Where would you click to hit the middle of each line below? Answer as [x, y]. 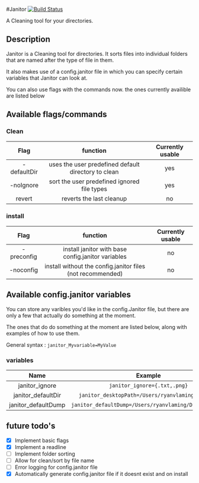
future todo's [31, 426]
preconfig [23, 256]
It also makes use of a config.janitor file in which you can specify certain [94, 71]
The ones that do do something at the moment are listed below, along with [97, 327]
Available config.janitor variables [69, 295]
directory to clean [94, 171]
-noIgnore [24, 185]
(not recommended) [95, 274]
